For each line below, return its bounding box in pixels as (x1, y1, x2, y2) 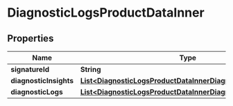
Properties (7, 33, 54, 44)
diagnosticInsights (10, 76, 74, 85)
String (80, 64, 102, 74)
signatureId (10, 64, 50, 74)
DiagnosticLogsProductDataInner (7, 5, 205, 21)
